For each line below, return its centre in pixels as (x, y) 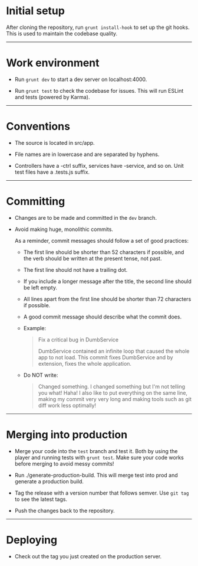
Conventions (38, 127)
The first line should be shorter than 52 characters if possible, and (104, 252)
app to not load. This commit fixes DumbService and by (105, 357)
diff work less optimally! (67, 405)
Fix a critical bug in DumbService (78, 339)
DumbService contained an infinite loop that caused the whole (114, 351)
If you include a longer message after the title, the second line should (107, 281)
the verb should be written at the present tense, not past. (93, 258)
